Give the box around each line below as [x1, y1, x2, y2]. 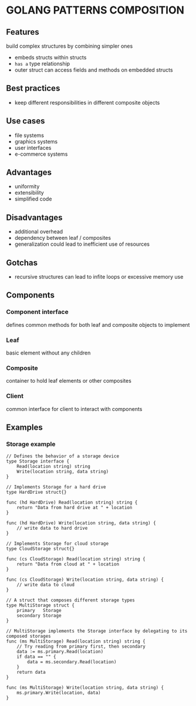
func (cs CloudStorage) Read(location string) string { [6, 556, 146, 562]
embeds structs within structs [14, 54, 87, 61]
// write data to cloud [16, 582, 75, 588]
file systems [14, 132, 44, 139]
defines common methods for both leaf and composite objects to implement [6, 321, 190, 328]
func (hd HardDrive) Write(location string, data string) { [6, 520, 157, 526]
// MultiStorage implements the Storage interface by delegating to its [6, 628, 188, 634]
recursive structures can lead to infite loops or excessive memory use [14, 273, 184, 280]
